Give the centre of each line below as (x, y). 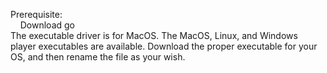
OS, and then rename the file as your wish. (98, 57)
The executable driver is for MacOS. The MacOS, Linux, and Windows (154, 35)
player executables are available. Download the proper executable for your (164, 46)
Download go (47, 25)
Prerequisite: (36, 14)
